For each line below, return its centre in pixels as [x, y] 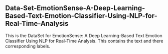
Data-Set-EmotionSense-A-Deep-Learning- [75, 8]
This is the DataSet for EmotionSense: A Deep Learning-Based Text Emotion [84, 35]
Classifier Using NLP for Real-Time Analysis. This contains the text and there [84, 41]
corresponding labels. [28, 46]
